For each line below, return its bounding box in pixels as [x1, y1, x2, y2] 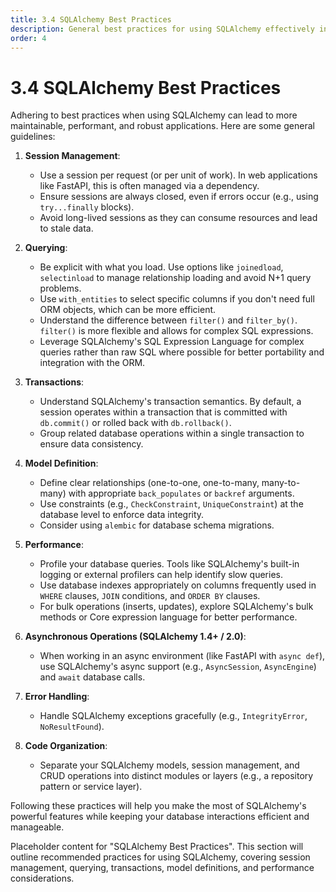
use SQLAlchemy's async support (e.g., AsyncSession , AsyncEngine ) [39, 661, 317, 673]
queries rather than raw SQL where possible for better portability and [39, 346, 325, 358]
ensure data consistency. [39, 438, 144, 450]
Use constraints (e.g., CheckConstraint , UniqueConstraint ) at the [39, 498, 304, 510]
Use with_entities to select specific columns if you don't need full [39, 293, 315, 305]
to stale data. [39, 222, 94, 235]
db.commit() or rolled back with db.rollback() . [39, 417, 232, 429]
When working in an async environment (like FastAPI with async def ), [39, 650, 326, 662]
